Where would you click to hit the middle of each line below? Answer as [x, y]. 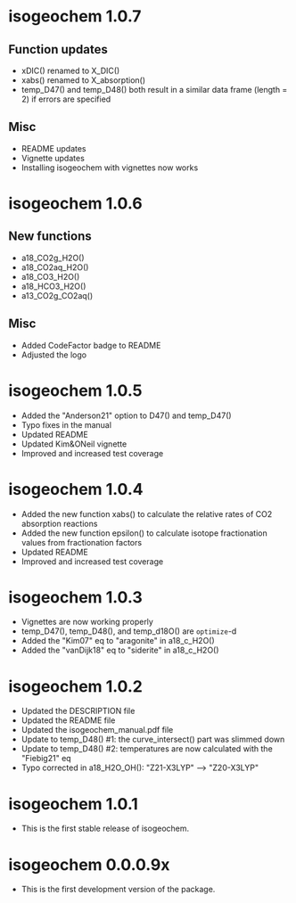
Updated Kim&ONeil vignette [74, 444]
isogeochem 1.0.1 [74, 804]
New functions [50, 237]
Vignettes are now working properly [87, 622]
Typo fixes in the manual [66, 424]
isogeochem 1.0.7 [75, 16]
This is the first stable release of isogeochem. [105, 829]
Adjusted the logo [53, 355]
